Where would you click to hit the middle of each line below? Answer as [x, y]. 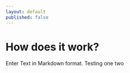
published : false [27, 17]
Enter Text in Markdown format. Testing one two [65, 63]
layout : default [26, 12]
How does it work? [52, 47]
